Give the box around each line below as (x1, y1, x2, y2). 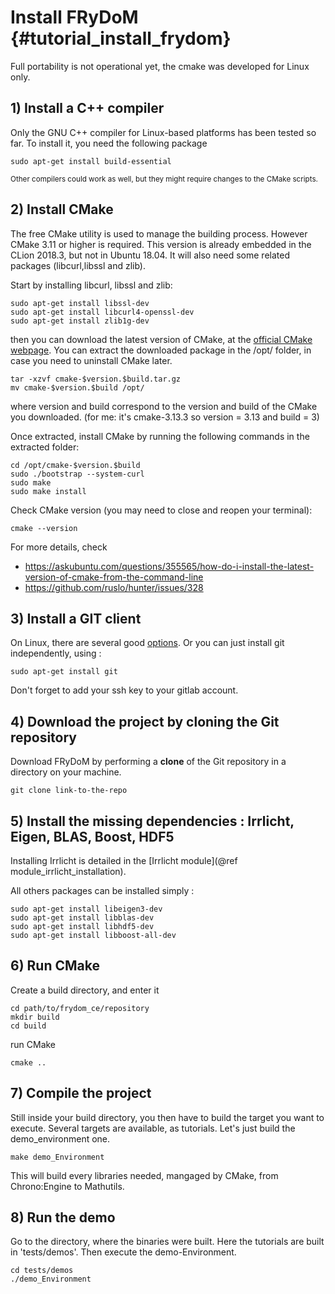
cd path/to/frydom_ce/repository (10, 1003, 150, 1013)
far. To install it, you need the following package (10, 137, 208, 149)
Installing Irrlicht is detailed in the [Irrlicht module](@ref (10, 855, 238, 866)
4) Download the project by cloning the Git (10, 713, 280, 730)
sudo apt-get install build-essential (10, 156, 172, 166)
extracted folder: (10, 441, 80, 453)
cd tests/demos (10, 1266, 74, 1276)
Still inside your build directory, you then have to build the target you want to (10, 1111, 325, 1123)
